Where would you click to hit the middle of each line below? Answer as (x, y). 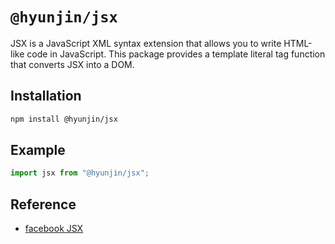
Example (38, 150)
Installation (46, 96)
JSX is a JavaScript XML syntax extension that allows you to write (146, 43)
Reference (43, 204)
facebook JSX (54, 229)
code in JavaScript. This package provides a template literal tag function (176, 54)
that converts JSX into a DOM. (72, 64)
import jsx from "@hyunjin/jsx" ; (80, 173)
